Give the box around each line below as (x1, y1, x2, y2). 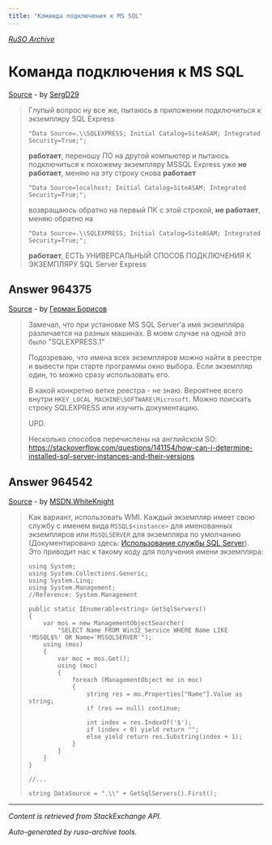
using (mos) (43, 641, 83, 649)
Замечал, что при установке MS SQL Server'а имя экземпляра (28, 320, 244, 329)
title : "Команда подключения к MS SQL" (8, 11, 143, 20)
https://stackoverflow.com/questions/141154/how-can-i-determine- (28, 443, 253, 453)
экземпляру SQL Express (28, 114, 115, 123)
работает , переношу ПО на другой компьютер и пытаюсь (28, 151, 229, 161)
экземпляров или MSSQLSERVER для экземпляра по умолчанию (28, 530, 241, 539)
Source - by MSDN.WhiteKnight (8, 496, 115, 507)
